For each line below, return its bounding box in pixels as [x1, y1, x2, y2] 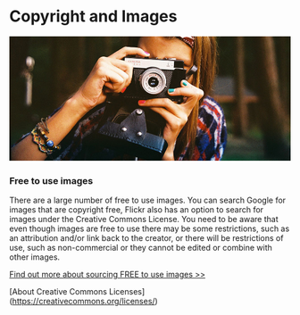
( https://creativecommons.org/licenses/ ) [9, 296, 158, 306]
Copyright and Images [9, 6, 178, 27]
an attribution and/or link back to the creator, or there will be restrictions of [9, 233, 284, 243]
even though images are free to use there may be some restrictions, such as [9, 223, 290, 234]
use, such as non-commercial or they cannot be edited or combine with [9, 243, 272, 253]
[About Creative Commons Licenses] [9, 286, 146, 296]
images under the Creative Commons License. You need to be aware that [9, 214, 279, 224]
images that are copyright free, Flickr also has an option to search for [9, 204, 264, 215]
